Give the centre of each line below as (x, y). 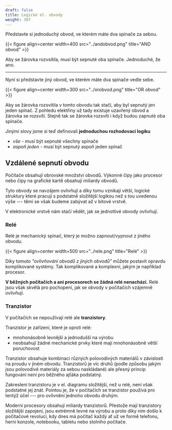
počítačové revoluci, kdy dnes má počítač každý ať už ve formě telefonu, (82, 416)
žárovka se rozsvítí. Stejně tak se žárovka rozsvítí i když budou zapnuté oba (85, 116)
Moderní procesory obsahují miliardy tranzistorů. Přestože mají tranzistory (83, 405)
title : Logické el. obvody (34, 15)
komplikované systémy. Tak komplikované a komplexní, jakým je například (83, 267)
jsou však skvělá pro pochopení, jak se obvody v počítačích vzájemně (79, 287)
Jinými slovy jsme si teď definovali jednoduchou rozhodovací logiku (78, 131)
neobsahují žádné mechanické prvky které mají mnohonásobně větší (85, 343)
